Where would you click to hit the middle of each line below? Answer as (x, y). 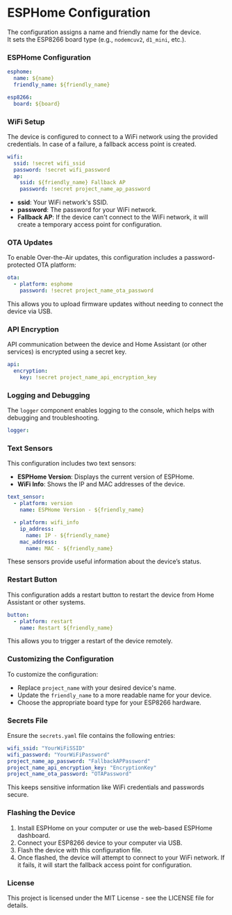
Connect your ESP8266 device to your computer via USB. (100, 843)
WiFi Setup (26, 122)
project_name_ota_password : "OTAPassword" (69, 774)
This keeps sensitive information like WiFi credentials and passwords (106, 787)
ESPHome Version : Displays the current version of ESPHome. (106, 477)
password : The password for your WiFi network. (87, 210)
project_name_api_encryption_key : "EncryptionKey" (82, 768)
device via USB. (30, 311)
